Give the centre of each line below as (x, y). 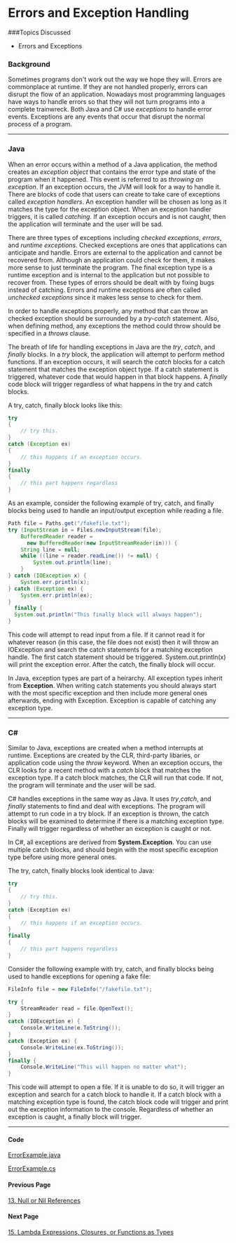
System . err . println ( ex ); (57, 595)
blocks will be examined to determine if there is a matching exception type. (116, 821)
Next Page (23, 1216)
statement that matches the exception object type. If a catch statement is (113, 369)
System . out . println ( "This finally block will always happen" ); (108, 615)
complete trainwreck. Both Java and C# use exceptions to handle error (110, 109)
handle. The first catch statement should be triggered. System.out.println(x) (117, 657)
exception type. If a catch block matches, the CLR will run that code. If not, (116, 778)
